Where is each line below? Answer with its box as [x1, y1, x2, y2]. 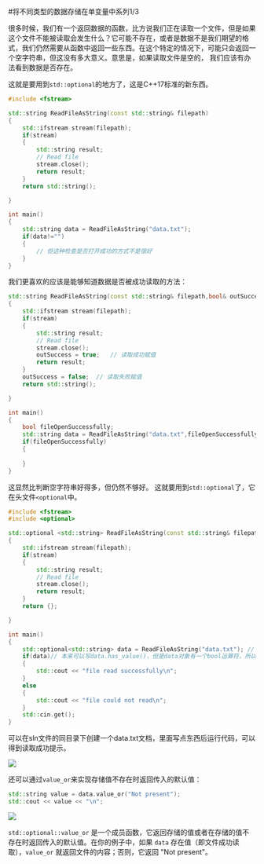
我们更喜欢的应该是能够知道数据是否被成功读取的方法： [8, 277, 187, 287]
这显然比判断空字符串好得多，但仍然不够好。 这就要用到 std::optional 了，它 [8, 482, 256, 492]
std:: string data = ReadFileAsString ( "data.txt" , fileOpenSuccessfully [22, 430, 258, 438]
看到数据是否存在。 [14, 63, 77, 72]
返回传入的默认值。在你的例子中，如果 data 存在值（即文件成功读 [28, 837, 240, 847]
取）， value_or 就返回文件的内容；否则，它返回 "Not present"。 [8, 847, 212, 856]
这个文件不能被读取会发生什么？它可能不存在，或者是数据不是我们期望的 [8, 34, 242, 42]
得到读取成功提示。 [8, 743, 71, 752]
